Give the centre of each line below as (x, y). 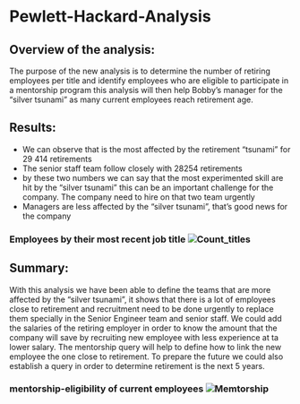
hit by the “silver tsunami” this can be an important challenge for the (148, 187)
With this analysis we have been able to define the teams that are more (140, 289)
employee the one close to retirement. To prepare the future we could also (146, 357)
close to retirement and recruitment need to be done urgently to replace (142, 309)
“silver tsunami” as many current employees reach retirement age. (131, 99)
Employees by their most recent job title (98, 239)
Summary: (39, 268)
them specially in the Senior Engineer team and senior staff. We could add (146, 318)
